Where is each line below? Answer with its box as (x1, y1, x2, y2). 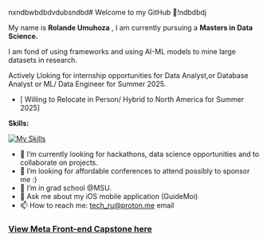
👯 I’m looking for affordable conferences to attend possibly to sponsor (19, 166, 250, 175)
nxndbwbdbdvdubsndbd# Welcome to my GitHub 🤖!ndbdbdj (8, 8, 207, 17)
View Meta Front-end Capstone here (8, 223, 153, 234)
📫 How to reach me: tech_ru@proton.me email (19, 201, 175, 210)
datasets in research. (8, 56, 77, 64)
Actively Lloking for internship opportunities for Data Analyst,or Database (8, 71, 249, 80)
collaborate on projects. (19, 158, 98, 167)
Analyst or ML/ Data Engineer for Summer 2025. (8, 80, 167, 88)
